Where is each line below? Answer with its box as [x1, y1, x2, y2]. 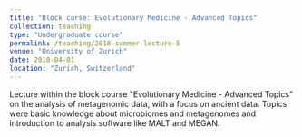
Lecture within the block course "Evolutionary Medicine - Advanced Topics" [9, 88, 294, 100]
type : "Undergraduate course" [9, 30, 124, 39]
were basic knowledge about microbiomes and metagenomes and [9, 108, 257, 119]
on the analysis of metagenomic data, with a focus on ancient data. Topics [9, 98, 287, 109]
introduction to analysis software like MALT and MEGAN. [9, 117, 220, 128]
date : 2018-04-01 [9, 55, 75, 64]
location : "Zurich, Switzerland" [9, 64, 136, 73]
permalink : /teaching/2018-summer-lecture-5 [9, 38, 180, 48]
